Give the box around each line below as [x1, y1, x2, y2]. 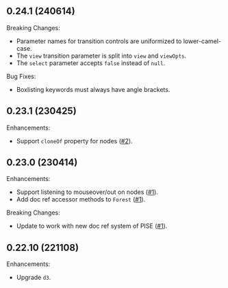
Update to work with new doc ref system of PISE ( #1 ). [16, 222, 168, 230]
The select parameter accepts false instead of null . [16, 58, 166, 67]
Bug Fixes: [6, 72, 36, 80]
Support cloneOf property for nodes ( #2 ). [16, 136, 133, 145]
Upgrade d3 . [16, 274, 51, 282]
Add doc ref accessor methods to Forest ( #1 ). [16, 195, 146, 204]
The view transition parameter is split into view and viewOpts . [16, 51, 187, 60]
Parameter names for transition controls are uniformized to [16, 37, 182, 45]
